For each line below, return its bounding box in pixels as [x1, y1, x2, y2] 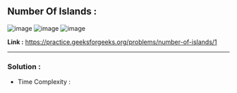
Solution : [7, 62, 41, 71]
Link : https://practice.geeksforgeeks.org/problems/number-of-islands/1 [7, 38, 217, 46]
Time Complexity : [17, 78, 71, 86]
